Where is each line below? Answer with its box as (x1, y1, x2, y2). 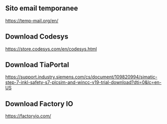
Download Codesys (5, 33, 69, 41)
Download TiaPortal (5, 60, 70, 69)
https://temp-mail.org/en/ (5, 17, 58, 23)
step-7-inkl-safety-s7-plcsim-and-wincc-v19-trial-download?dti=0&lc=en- (5, 79, 162, 85)
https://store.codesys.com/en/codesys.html (5, 46, 97, 52)
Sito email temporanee (5, 4, 78, 13)
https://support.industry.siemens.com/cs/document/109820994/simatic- (5, 74, 157, 80)
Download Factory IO (5, 99, 74, 108)
